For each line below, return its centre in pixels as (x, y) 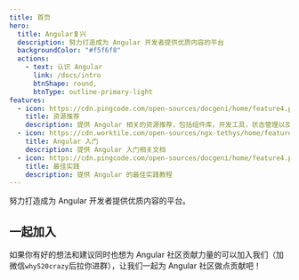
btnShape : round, (65, 84)
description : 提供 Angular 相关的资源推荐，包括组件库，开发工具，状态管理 (152, 125)
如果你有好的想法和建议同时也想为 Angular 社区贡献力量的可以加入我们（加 (147, 255)
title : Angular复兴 (52, 34)
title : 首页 (30, 17)
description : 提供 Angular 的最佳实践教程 (99, 174)
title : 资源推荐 (53, 116)
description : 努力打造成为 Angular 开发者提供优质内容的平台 (121, 42)
